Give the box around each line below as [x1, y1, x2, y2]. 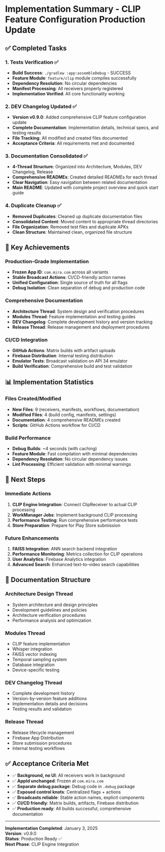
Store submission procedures [12, 740, 72, 746]
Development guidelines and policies [12, 607, 87, 613]
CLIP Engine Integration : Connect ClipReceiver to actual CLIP [12, 501, 137, 507]
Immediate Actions [5, 490, 52, 497]
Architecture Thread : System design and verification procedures [12, 308, 144, 314]
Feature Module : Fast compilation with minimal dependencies [12, 451, 137, 457]
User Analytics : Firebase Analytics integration [12, 556, 107, 562]
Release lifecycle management [12, 730, 75, 735]
